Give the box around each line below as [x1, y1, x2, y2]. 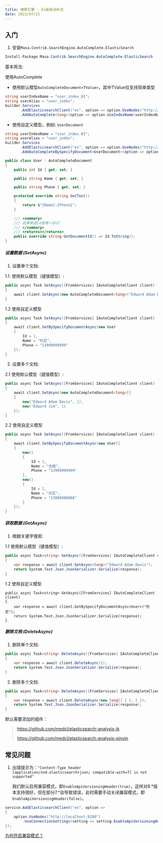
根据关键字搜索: [12, 533, 44, 539]
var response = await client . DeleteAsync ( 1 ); [14, 661, 108, 665]
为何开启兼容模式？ [5, 833, 44, 839]
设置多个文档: [12, 361, 39, 367]
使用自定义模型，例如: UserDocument [12, 122, 83, 127]
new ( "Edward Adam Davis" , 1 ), [22, 399, 83, 404]
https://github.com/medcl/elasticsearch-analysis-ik [16, 726, 120, 732]
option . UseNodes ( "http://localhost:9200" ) [14, 814, 101, 819]
